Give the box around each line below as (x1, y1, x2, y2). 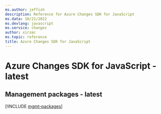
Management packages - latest (5, 90, 103, 99)
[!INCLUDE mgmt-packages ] (5, 103, 63, 109)
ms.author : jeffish (5, 7, 45, 12)
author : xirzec (5, 30, 36, 35)
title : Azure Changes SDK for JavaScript (5, 39, 91, 44)
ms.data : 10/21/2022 (5, 16, 47, 21)
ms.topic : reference (5, 35, 47, 40)
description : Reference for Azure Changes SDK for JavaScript (5, 12, 135, 17)
